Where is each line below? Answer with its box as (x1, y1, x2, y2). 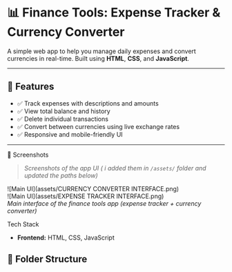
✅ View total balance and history (17, 107, 110, 115)
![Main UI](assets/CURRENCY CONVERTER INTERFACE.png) (7, 184, 180, 193)
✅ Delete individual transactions (17, 115, 109, 123)
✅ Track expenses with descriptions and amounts (17, 99, 159, 107)
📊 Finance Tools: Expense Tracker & (7, 5, 221, 21)
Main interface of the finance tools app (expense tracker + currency (7, 199, 202, 207)
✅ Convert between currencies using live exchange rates (17, 122, 180, 130)
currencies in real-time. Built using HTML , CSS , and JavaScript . (7, 54, 190, 62)
